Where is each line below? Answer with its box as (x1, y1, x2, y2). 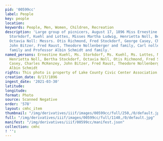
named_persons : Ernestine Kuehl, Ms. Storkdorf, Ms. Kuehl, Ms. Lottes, (5, 52, 155, 57)
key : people (5, 16, 29, 21)
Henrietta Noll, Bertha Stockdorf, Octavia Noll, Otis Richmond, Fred (9, 57, 155, 62)
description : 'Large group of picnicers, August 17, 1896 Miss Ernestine (5, 30, 158, 34)
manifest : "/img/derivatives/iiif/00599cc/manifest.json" (5, 120, 125, 125)
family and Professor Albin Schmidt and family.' (9, 47, 112, 52)
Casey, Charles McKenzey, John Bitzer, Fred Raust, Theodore (9, 61, 136, 66)
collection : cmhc (5, 124, 40, 129)
